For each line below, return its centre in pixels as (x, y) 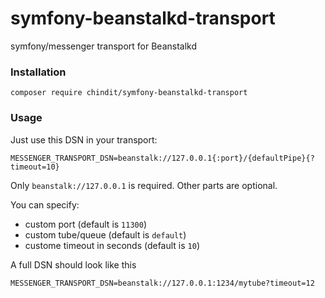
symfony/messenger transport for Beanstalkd (104, 46)
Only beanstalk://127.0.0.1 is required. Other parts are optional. (144, 185)
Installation (38, 72)
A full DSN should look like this (73, 264)
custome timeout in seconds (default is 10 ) (112, 245)
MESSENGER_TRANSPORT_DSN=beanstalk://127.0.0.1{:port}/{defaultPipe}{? (162, 158)
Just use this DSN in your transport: (84, 139)
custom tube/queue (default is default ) (105, 234)
